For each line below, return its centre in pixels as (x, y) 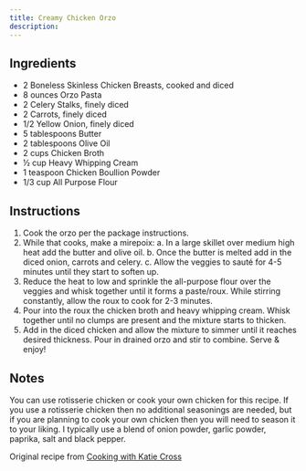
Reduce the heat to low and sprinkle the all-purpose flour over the (147, 282)
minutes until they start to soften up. (91, 272)
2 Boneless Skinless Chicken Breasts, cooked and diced (128, 85)
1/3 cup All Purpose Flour (70, 183)
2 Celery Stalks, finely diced (76, 105)
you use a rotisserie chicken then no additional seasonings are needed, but (151, 409)
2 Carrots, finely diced (65, 114)
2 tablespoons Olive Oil (66, 143)
